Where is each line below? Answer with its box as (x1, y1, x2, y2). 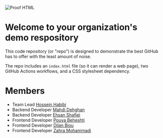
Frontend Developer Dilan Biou (12, 122, 74, 128)
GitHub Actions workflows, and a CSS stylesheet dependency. (5, 68, 131, 74)
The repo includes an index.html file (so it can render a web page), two (5, 63, 149, 69)
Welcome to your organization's (5, 22, 138, 33)
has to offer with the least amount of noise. (5, 53, 92, 59)
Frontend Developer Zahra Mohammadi (12, 127, 91, 133)
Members (5, 86, 45, 96)
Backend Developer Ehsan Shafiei (12, 112, 81, 117)
